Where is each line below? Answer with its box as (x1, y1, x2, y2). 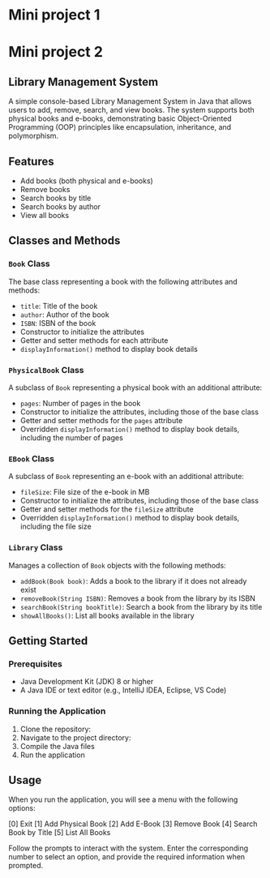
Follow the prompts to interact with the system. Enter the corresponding (8, 843, 249, 853)
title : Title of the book (19, 301, 98, 311)
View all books (19, 211, 70, 220)
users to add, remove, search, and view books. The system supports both (8, 105, 255, 115)
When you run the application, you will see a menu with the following (8, 794, 238, 804)
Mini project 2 (8, 43, 104, 62)
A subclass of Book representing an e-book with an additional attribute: (8, 472, 245, 482)
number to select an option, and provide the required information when (8, 852, 246, 862)
